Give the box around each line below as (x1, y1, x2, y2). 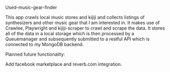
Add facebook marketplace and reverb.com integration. (5, 61, 123, 67)
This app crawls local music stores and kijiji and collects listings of (5, 14, 145, 20)
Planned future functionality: (5, 51, 65, 57)
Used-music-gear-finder (5, 5, 57, 10)
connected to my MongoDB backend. (5, 41, 84, 47)
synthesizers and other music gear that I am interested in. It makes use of (5, 20, 160, 26)
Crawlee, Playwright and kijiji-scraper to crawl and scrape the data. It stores (5, 25, 165, 31)
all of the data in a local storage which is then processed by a (5, 31, 134, 36)
